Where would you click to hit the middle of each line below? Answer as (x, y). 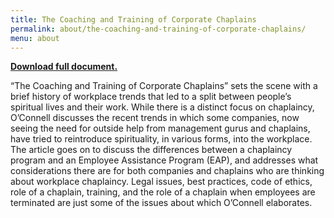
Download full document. (64, 67)
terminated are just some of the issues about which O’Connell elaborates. (161, 203)
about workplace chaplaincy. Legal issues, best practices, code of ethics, (161, 182)
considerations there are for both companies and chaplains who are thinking (167, 171)
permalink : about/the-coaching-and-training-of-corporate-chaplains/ (158, 29)
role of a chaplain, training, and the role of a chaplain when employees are (163, 192)
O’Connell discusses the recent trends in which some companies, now (155, 118)
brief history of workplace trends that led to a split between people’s (151, 97)
